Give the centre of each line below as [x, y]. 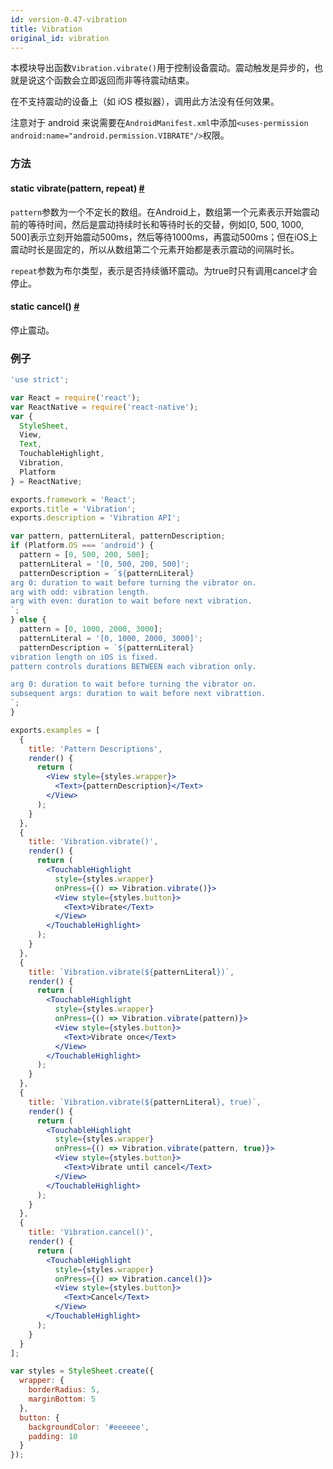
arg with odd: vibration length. [80, 592]
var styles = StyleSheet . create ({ [82, 1371]
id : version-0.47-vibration [69, 19]
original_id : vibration [60, 38]
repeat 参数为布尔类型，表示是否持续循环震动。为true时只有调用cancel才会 [164, 270]
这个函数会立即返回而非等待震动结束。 [115, 80]
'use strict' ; [40, 380]
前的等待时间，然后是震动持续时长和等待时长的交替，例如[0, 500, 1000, [157, 224]
